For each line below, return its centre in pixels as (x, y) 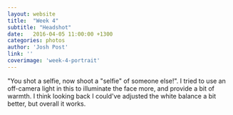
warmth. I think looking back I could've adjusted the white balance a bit (112, 96)
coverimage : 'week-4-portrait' (54, 61)
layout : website (31, 14)
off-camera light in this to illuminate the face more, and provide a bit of (111, 88)
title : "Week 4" (33, 21)
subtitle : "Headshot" (40, 27)
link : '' (20, 54)
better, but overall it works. (47, 104)
